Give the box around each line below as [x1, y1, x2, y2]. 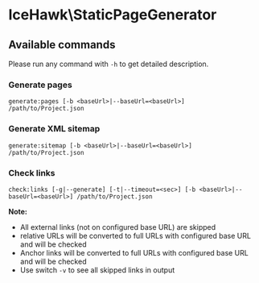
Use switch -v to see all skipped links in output [19, 264, 175, 275]
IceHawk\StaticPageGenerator [8, 6, 217, 24]
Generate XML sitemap [8, 123, 101, 135]
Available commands [8, 38, 116, 52]
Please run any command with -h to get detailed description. [8, 59, 209, 69]
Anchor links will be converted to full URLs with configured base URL [19, 248, 249, 257]
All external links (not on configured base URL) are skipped [19, 222, 216, 231]
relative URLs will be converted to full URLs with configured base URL [19, 231, 252, 240]
